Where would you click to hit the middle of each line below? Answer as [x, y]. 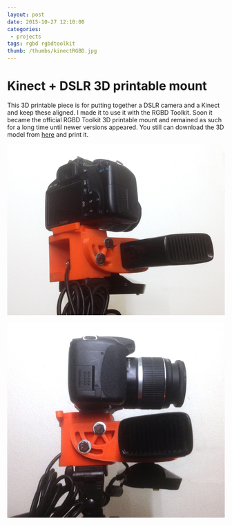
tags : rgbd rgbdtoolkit [41, 44]
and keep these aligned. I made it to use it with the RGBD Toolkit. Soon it [110, 112]
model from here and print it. [48, 134]
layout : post [26, 15]
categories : [24, 29]
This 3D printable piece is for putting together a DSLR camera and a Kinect [113, 105]
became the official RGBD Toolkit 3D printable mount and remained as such [115, 120]
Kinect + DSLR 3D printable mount [107, 86]
